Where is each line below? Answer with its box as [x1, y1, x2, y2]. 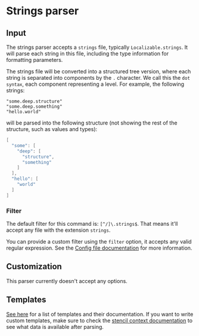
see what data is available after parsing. [6, 323, 104, 330]
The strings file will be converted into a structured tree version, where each [6, 68, 191, 75]
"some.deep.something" [6, 104, 63, 110]
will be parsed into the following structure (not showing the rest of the [6, 119, 178, 126]
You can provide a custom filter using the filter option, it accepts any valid [6, 238, 192, 245]
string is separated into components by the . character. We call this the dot [6, 74, 191, 81]
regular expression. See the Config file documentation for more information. [6, 244, 192, 251]
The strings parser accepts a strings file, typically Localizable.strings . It [6, 43, 188, 51]
